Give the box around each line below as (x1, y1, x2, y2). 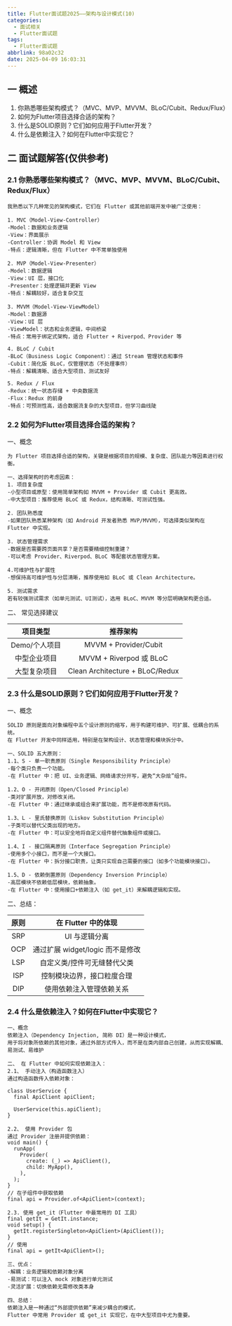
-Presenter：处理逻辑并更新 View (7, 282, 97, 289)
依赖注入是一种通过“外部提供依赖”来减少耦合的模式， (7, 1304, 139, 1311)
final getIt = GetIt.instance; (7, 1215, 99, 1223)
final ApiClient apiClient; (13, 1094, 96, 1101)
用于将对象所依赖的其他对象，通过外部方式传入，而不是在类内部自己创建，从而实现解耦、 (7, 1039, 226, 1046)
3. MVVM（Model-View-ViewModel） (7, 303, 103, 310)
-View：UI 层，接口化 (7, 275, 64, 282)
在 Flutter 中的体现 (55, 917, 118, 927)
